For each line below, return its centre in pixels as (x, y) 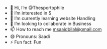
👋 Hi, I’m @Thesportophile (37, 8)
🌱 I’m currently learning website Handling (52, 18)
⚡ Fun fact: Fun (26, 42)
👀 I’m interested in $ (31, 13)
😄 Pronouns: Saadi (30, 36)
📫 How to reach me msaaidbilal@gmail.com (56, 29)
